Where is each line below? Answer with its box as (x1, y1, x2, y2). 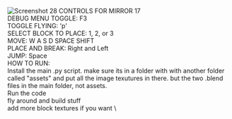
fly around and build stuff (7, 96, 81, 105)
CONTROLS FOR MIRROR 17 (59, 7, 141, 15)
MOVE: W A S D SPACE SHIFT (7, 37, 95, 45)
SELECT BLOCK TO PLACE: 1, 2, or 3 (7, 29, 115, 37)
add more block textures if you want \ (7, 104, 117, 112)
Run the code (7, 89, 47, 97)
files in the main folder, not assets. (7, 82, 108, 89)
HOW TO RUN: (7, 59, 51, 67)
